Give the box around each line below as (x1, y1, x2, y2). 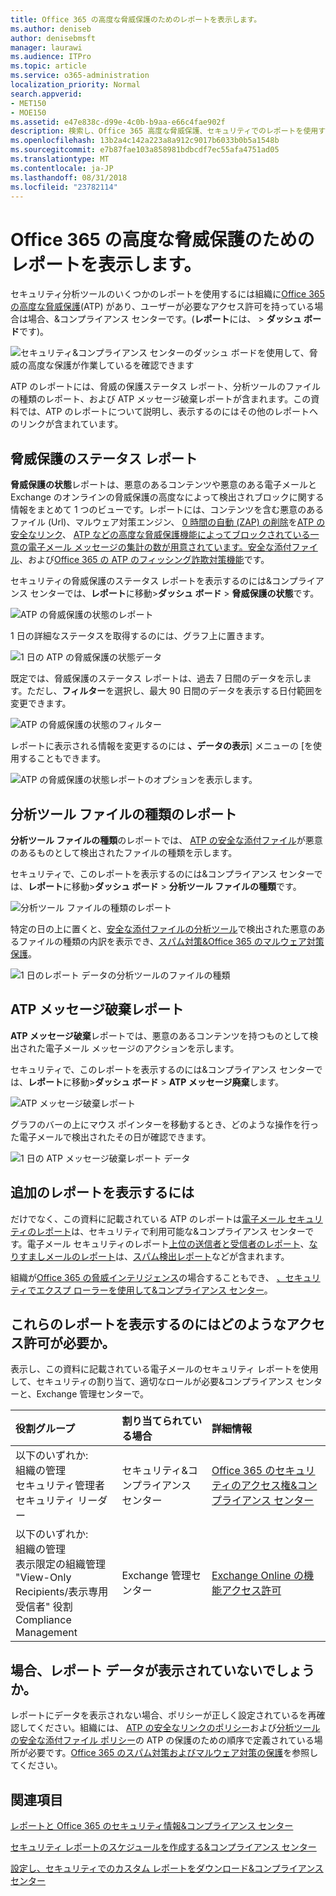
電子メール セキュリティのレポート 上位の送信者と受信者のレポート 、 (26, 1237, 310, 1250)
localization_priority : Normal (10, 80, 141, 90)
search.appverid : (10, 89, 83, 99)
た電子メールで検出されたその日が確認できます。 (10, 1131, 212, 1143)
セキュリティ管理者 (15, 1479, 106, 1493)
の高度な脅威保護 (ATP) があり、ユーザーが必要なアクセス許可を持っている (10, 301, 315, 313)
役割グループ (15, 1422, 76, 1436)
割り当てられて (121, 1414, 192, 1428)
